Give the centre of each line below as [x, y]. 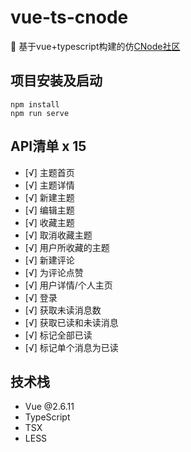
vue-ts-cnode [69, 17]
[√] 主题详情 [49, 185]
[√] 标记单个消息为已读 [71, 347]
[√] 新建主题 [49, 197]
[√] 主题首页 [49, 172]
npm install [35, 104]
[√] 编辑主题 [49, 210]
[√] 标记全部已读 [58, 335]
